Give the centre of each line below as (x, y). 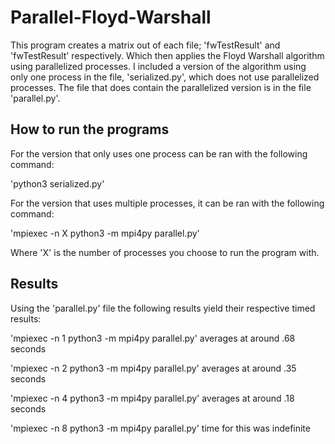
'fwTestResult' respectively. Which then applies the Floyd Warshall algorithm (167, 55)
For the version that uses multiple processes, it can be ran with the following (167, 203)
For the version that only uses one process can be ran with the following (159, 153)
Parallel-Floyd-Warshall (111, 17)
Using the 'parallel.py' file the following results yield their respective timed (163, 308)
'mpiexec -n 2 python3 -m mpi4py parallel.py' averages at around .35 (153, 368)
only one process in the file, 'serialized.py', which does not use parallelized (165, 77)
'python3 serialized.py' (57, 183)
